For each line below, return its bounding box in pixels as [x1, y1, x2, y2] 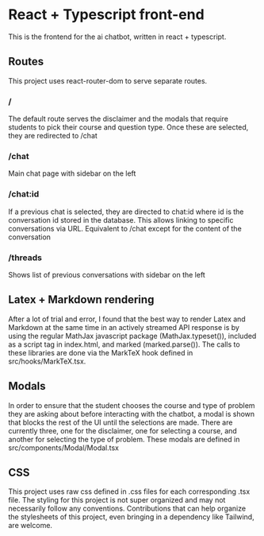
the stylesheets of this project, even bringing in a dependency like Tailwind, [8, 512, 255, 522]
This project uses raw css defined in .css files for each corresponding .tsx [8, 487, 251, 496]
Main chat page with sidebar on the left [8, 169, 136, 178]
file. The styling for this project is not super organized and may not [8, 495, 226, 505]
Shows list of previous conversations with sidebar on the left [8, 270, 206, 279]
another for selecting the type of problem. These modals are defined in [8, 434, 240, 444]
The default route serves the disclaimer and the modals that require [8, 114, 228, 124]
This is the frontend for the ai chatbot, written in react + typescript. [8, 32, 227, 41]
